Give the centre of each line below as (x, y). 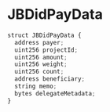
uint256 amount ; (41, 57)
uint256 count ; (39, 72)
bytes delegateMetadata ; (55, 93)
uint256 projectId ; (46, 50)
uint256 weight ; (41, 64)
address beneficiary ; (50, 79)
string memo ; (36, 87)
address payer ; (39, 42)
